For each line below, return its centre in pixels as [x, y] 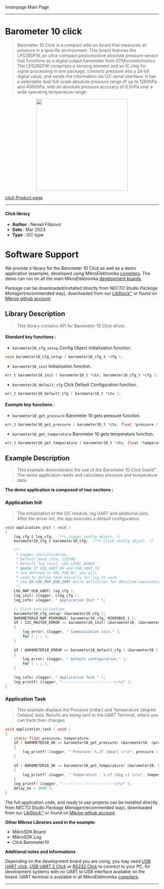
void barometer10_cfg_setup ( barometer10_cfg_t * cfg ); [64, 357]
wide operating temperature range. [52, 92]
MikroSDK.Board [29, 832]
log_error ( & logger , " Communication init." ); [72, 632]
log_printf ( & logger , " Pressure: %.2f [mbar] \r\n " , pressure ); [92, 752]
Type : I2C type [28, 235]
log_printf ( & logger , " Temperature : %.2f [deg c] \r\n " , [84, 775]
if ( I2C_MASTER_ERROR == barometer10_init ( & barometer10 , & [77, 623]
